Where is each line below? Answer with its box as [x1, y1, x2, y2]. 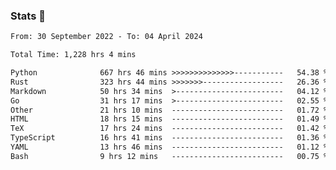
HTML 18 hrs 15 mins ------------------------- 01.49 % [10, 114, 329, 124]
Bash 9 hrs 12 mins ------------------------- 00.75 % [10, 151, 329, 161]
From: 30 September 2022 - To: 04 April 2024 [10, 32, 203, 42]
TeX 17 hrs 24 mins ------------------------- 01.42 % [10, 124, 329, 134]
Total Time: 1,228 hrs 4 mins [10, 50, 137, 60]
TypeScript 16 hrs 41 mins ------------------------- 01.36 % [10, 133, 329, 143]
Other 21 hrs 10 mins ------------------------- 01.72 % [10, 105, 329, 115]
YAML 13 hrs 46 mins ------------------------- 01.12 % [10, 142, 329, 153]
